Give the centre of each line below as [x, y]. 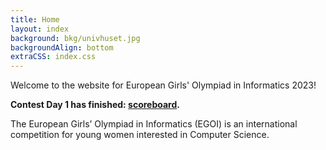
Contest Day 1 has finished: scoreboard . [95, 105]
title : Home [35, 19]
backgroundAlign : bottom [62, 47]
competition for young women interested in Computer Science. [140, 135]
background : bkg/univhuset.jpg [75, 38]
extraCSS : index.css [53, 57]
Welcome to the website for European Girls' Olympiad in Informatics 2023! [163, 85]
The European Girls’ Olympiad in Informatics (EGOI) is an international [154, 124]
